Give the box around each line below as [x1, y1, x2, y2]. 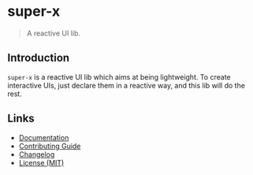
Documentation [18, 132, 69, 142]
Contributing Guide [18, 141, 81, 151]
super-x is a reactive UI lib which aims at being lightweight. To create [7, 72, 232, 81]
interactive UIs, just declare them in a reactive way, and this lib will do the [7, 80, 246, 90]
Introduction [7, 51, 70, 65]
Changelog [18, 149, 55, 159]
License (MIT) [18, 158, 65, 167]
